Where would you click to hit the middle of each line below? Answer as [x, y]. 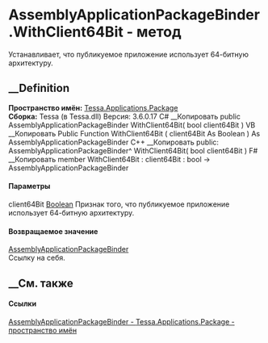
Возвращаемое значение [53, 231]
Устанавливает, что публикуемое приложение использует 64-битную [128, 54]
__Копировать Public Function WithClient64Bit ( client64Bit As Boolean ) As [134, 133]
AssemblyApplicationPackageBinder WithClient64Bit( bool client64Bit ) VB [132, 125]
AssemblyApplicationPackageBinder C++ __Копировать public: [114, 142]
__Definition [39, 88]
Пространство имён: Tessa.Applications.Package [93, 107]
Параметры [29, 186]
